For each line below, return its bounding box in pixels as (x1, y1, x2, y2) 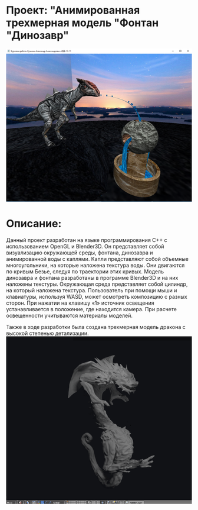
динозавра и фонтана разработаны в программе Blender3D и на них (6, 275, 179, 282)
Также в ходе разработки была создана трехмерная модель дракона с (6, 324, 186, 331)
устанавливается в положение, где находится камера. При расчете (6, 306, 177, 313)
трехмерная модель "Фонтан (6, 16, 159, 30)
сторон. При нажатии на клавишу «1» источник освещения (6, 299, 154, 306)
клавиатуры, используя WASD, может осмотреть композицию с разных (6, 293, 187, 301)
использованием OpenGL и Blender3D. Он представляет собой (6, 243, 164, 250)
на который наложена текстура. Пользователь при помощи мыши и (6, 287, 177, 294)
